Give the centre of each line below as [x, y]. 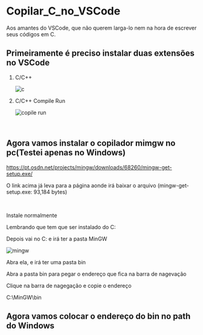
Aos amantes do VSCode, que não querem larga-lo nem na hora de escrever [101, 28]
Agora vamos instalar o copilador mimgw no [91, 143]
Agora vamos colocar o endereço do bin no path [98, 316]
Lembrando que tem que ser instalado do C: [61, 227]
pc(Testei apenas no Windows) [66, 153]
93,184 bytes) [50, 192]
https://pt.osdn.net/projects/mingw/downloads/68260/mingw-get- [89, 167]
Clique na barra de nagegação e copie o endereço [69, 285]
